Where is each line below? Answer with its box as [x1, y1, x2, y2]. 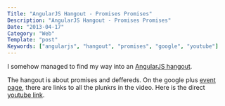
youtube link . [7, 91, 45, 99]
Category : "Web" [7, 29, 55, 37]
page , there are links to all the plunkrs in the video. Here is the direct [7, 84, 205, 91]
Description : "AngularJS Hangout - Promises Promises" [7, 17, 172, 24]
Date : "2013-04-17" [7, 23, 65, 30]
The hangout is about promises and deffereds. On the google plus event [7, 76, 216, 84]
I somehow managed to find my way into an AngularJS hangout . [7, 62, 193, 70]
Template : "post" [7, 37, 58, 44]
